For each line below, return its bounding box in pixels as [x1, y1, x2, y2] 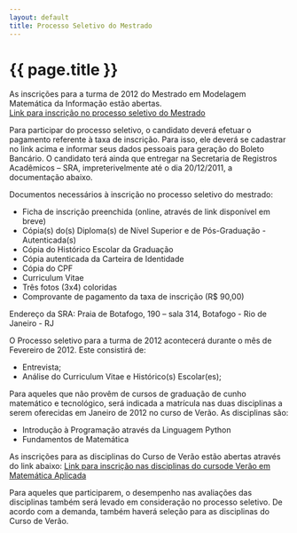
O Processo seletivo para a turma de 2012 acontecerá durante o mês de [9, 335, 272, 346]
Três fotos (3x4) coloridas [21, 282, 118, 293]
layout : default [9, 12, 69, 22]
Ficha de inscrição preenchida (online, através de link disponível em [21, 206, 270, 218]
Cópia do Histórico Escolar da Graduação [21, 244, 174, 255]
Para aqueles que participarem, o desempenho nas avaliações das [9, 488, 253, 498]
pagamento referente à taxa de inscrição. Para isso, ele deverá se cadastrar [9, 134, 286, 145]
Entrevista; [21, 362, 62, 373]
